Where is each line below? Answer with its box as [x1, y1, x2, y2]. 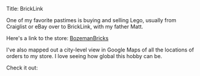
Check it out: [6, 64, 38, 71]
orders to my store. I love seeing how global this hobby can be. [6, 53, 163, 59]
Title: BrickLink [6, 5, 43, 12]
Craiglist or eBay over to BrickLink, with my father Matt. [6, 23, 143, 30]
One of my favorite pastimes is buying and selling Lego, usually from [6, 17, 177, 23]
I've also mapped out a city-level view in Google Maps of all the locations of [6, 46, 195, 53]
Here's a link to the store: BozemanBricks [6, 35, 109, 41]
